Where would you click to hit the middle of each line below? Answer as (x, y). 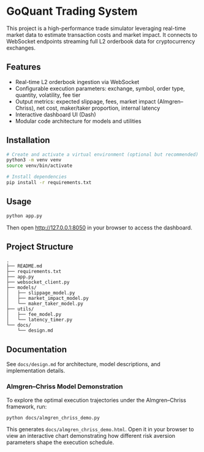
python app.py (25, 216)
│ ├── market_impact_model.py (47, 299)
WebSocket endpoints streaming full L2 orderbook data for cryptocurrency (101, 41)
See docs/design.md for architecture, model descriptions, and (83, 364)
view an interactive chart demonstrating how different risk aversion (91, 436)
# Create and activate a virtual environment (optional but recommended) (103, 155)
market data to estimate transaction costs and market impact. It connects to (102, 34)
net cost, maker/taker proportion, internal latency (98, 108)
